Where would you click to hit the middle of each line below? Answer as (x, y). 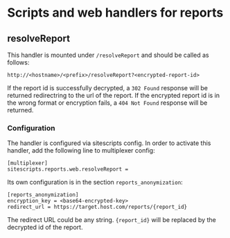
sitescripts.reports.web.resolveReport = (68, 169)
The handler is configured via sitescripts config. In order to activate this (109, 143)
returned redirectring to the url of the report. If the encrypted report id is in (114, 95)
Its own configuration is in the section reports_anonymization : (95, 182)
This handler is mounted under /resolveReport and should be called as (108, 55)
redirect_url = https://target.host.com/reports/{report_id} (97, 207)
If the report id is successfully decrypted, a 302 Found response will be (107, 88)
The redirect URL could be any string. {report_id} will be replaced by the (112, 220)
